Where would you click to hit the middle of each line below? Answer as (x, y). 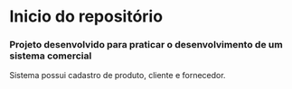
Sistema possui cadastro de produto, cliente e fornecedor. (118, 76)
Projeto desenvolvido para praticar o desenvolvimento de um (146, 45)
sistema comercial (51, 56)
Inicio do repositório (86, 17)
